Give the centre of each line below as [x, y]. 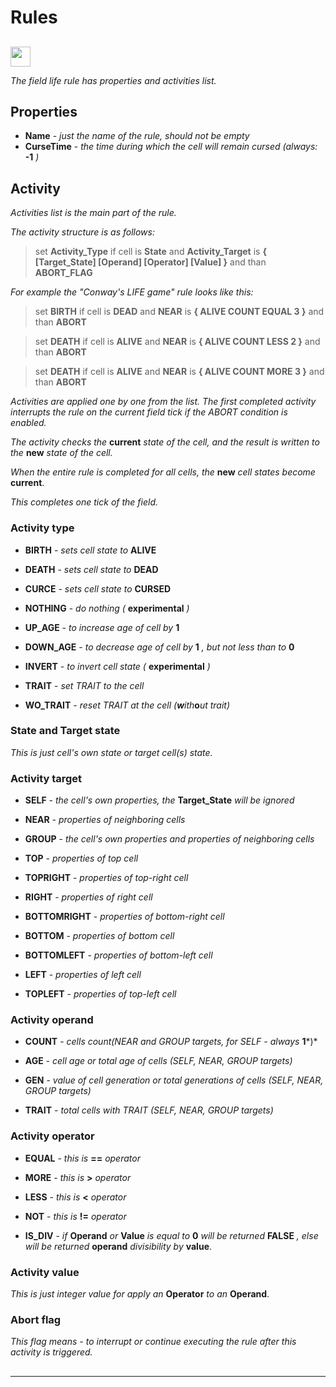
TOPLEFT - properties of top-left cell [100, 994]
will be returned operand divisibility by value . [118, 1246]
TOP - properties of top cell [81, 858]
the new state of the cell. [61, 453]
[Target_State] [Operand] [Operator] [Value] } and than [150, 262]
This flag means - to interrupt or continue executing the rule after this [153, 1342]
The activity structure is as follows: [82, 232]
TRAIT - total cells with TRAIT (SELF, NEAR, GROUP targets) [149, 1110]
